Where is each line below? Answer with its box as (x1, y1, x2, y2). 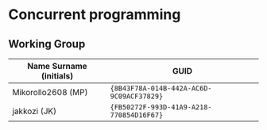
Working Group (8, 37, 86, 51)
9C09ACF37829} (110, 92, 164, 101)
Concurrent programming (8, 6, 181, 24)
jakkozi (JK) (12, 105, 57, 117)
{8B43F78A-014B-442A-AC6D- (110, 84, 212, 93)
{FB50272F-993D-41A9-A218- (110, 103, 212, 112)
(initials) (41, 71, 74, 81)
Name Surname (27, 61, 87, 71)
